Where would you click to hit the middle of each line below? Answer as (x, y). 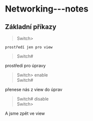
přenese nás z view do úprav (34, 90)
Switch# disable (33, 99)
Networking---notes (47, 9)
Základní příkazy (31, 27)
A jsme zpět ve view (25, 113)
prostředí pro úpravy (25, 66)
